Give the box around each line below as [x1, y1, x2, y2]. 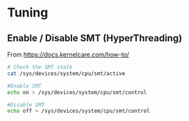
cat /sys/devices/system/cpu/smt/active [7, 70, 126, 77]
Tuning [7, 5, 48, 21]
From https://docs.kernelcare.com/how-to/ [7, 50, 129, 58]
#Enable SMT [7, 82, 42, 89]
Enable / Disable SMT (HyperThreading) [7, 32, 182, 44]
